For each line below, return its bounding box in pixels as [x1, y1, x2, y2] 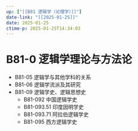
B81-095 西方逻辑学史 [23, 118, 78, 126]
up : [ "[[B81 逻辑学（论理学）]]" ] [6, 8, 82, 15]
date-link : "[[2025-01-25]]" [6, 14, 78, 20]
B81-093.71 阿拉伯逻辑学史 [23, 111, 89, 118]
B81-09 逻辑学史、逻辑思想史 [14, 89, 86, 96]
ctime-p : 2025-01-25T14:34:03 [6, 25, 81, 32]
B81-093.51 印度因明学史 [23, 104, 84, 111]
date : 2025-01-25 [6, 20, 49, 26]
